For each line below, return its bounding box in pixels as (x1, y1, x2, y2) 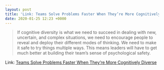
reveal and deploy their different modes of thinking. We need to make (17, 40, 157, 46)
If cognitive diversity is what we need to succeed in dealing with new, (17, 30, 157, 35)
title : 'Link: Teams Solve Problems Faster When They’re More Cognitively (5, 12, 161, 17)
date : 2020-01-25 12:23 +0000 (5, 16, 67, 21)
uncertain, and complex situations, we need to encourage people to (17, 35, 153, 40)
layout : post (5, 7, 32, 12)
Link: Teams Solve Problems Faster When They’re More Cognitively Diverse (5, 59, 157, 66)
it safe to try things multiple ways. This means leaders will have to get (17, 45, 157, 51)
